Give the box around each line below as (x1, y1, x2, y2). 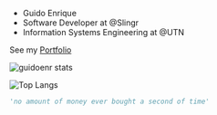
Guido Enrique (22, 8, 77, 18)
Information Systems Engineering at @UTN (22, 27, 185, 37)
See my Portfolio (9, 44, 72, 55)
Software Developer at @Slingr (22, 17, 139, 28)
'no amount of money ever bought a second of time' (9, 97, 210, 106)
